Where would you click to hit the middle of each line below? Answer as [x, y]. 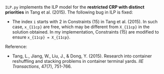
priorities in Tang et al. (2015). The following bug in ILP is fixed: [69, 12]
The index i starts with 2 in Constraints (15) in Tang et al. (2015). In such [85, 22]
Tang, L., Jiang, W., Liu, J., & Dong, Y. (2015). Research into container [82, 56]
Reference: [16, 46]
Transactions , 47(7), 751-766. [42, 66]
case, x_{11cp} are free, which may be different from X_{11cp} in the [81, 27]
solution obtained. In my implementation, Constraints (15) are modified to [85, 32]
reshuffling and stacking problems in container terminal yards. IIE [78, 61]
